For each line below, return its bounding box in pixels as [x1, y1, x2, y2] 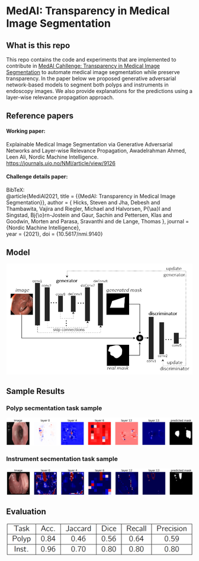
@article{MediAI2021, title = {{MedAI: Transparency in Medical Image [6, 193, 176, 200]
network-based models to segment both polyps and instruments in [6, 81, 169, 88]
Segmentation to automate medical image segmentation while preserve [6, 69, 180, 75]
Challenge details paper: [6, 173, 68, 180]
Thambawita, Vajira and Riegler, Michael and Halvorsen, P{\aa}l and [6, 205, 171, 212]
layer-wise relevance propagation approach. [6, 94, 114, 101]
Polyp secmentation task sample [6, 404, 102, 412]
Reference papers [6, 111, 74, 121]
